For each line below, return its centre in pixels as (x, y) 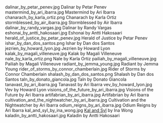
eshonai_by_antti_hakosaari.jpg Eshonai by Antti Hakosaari (64, 33)
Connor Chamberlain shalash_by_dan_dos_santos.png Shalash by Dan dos (80, 74)
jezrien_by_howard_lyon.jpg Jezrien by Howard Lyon (58, 48)
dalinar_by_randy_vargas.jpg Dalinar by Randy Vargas (58, 28)
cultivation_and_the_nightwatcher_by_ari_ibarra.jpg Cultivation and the (76, 100)
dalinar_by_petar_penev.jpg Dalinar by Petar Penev (56, 7)
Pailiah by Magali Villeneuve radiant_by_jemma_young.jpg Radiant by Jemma (82, 64)
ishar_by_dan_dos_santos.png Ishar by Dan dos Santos (60, 43)
